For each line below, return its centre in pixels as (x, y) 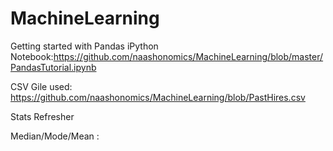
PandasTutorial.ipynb (53, 67)
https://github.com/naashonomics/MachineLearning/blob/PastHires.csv (158, 97)
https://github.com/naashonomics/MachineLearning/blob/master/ (188, 56)
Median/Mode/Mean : (55, 136)
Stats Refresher (42, 116)
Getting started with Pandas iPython (84, 46)
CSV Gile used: (41, 86)
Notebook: (32, 56)
